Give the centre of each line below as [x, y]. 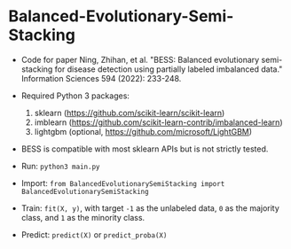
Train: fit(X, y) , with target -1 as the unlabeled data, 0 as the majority [150, 208]
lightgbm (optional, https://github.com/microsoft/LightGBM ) [143, 131]
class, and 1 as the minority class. [83, 217]
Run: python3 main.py [60, 166]
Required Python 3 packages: [75, 96]
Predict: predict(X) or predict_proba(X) [94, 234]
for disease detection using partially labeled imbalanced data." [169, 69]
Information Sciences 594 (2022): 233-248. [101, 78]
